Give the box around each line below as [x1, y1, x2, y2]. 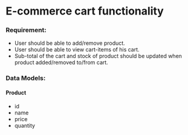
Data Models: [5, 74, 46, 82]
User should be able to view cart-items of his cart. [14, 46, 140, 53]
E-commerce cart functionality [5, 4, 164, 18]
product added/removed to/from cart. [14, 59, 108, 66]
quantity [14, 122, 36, 129]
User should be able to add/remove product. [14, 39, 125, 47]
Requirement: [5, 26, 47, 35]
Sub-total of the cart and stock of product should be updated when [14, 53, 183, 60]
